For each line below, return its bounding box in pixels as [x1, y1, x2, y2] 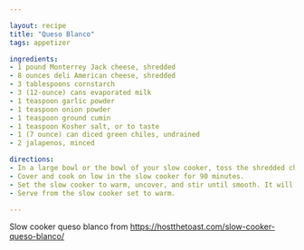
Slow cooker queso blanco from [9, 221, 128, 232]
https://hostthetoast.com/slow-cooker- [129, 221, 276, 232]
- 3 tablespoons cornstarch [9, 80, 116, 89]
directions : [9, 155, 54, 164]
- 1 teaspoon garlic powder [9, 96, 116, 105]
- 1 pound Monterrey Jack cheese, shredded [9, 62, 176, 72]
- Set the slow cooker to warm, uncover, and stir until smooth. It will [9, 180, 294, 189]
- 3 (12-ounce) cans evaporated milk [9, 88, 152, 97]
